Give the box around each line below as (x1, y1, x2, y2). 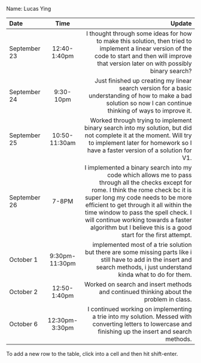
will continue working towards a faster (84, 216, 192, 224)
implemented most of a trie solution (92, 241, 192, 249)
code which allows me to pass (107, 171, 192, 179)
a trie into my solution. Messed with (92, 313, 192, 320)
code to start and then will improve (95, 52, 192, 60)
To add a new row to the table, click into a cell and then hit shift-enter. (6, 350, 178, 357)
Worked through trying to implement (90, 116, 192, 125)
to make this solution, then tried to (96, 37, 192, 45)
